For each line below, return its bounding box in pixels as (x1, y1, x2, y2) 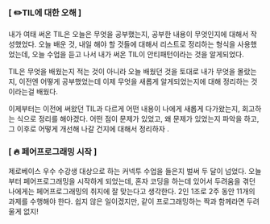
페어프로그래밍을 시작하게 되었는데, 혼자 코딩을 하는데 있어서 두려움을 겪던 (23, 176, 256, 186)
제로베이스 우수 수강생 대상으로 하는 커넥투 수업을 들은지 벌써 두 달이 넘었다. (8, 166, 247, 176)
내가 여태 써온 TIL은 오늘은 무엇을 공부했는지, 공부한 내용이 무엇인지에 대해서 (8, 30, 249, 39)
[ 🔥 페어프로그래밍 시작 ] (8, 147, 98, 158)
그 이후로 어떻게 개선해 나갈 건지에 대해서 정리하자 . (8, 124, 169, 134)
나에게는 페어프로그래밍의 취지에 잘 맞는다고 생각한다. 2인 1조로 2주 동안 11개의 (8, 186, 255, 196)
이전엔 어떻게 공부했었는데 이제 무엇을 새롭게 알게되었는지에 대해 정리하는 (19, 77, 250, 86)
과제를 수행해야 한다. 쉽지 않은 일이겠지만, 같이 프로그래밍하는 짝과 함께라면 (8, 196, 245, 206)
